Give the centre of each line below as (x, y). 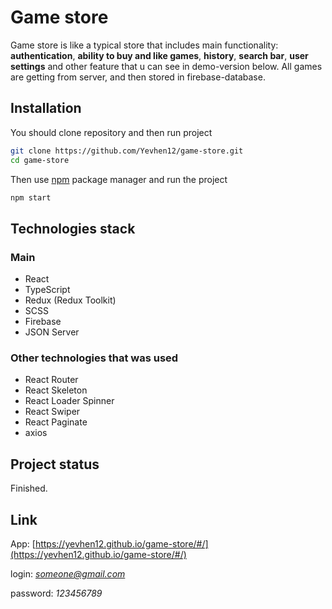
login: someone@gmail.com (68, 573)
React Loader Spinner (69, 401)
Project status (55, 464)
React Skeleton (56, 390)
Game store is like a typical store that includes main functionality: (144, 45)
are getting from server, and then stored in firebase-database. (138, 77)
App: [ (23, 543)
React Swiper (52, 412)
